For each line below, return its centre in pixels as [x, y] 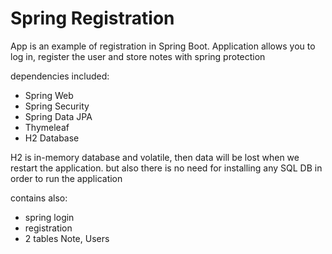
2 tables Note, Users [67, 238]
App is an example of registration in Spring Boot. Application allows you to [163, 46]
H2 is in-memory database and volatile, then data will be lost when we [155, 157]
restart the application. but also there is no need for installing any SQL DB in [166, 168]
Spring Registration [92, 18]
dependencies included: [60, 76]
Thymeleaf [47, 127]
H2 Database [52, 138]
